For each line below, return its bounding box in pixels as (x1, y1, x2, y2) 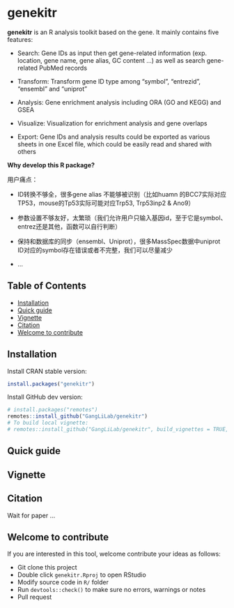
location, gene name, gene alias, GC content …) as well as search (17, 56, 205, 64)
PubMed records (39, 63, 88, 72)
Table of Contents (7, 280, 87, 292)
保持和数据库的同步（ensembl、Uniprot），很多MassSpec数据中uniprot (17, 237, 221, 245)
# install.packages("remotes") (7, 406, 98, 413)
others (17, 147, 36, 155)
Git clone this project (17, 563, 78, 572)
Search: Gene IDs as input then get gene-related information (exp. (17, 49, 208, 57)
